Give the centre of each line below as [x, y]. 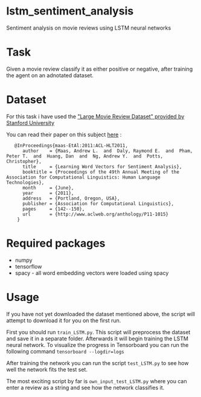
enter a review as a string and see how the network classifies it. [85, 387]
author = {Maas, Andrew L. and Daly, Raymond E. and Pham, [107, 151]
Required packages [56, 243]
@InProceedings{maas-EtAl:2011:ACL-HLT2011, [71, 145]
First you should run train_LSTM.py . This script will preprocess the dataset [98, 332]
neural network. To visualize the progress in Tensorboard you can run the [97, 345]
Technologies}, [25, 182]
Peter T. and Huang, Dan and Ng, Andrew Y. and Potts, [85, 156]
